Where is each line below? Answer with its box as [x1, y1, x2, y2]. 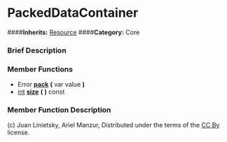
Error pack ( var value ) [17, 80, 85, 89]
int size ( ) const [17, 87, 65, 96]
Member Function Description [7, 105, 111, 115]
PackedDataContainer [7, 5, 139, 21]
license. [7, 128, 30, 137]
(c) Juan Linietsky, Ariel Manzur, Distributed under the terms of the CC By [7, 121, 220, 129]
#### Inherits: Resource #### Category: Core [7, 28, 140, 36]
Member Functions [7, 64, 74, 74]
